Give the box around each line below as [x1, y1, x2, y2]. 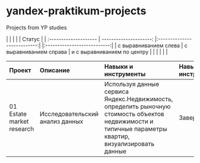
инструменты [104, 70, 146, 78]
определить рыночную [104, 102, 171, 110]
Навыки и [104, 62, 133, 70]
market [9, 117, 29, 125]
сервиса [104, 87, 129, 96]
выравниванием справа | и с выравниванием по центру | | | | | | [6, 48, 168, 55]
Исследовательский [39, 109, 99, 118]
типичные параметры [104, 124, 168, 133]
